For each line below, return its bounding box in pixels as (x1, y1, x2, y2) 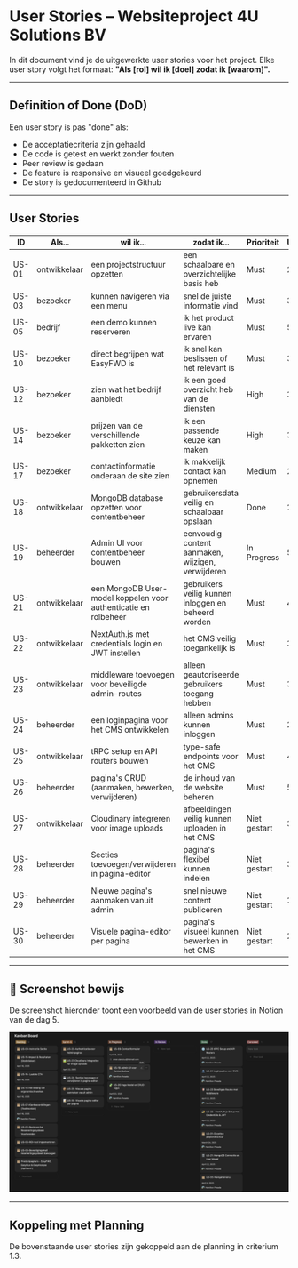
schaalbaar (183, 507, 224, 518)
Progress (247, 551, 280, 562)
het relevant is (183, 363, 235, 373)
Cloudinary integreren (90, 814, 171, 824)
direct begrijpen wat (90, 349, 165, 359)
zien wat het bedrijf (90, 384, 161, 395)
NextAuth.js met (90, 629, 150, 639)
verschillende (90, 429, 140, 441)
